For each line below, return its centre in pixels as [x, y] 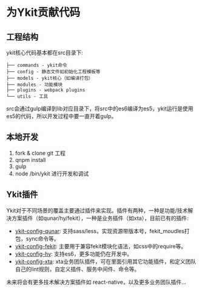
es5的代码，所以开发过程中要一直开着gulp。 [62, 116]
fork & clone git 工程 [40, 153]
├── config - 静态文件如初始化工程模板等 [53, 72]
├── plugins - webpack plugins [46, 90]
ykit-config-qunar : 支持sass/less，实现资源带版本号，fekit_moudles [100, 231]
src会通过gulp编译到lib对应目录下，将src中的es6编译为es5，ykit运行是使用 [100, 108]
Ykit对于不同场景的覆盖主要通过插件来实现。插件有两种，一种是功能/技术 [97, 210]
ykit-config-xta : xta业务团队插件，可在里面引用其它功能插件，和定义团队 [106, 261]
